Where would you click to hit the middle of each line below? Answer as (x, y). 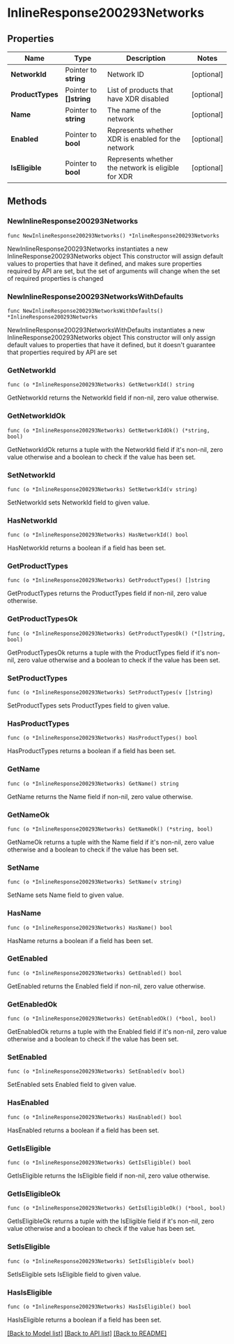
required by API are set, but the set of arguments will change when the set (114, 271)
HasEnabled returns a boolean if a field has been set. (83, 1130)
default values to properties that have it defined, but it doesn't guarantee (111, 344)
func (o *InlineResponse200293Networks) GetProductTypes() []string (109, 580)
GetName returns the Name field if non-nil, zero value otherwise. (100, 796)
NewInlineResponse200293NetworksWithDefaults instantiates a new (106, 330)
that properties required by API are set (62, 352)
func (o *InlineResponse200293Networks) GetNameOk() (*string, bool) (110, 829)
